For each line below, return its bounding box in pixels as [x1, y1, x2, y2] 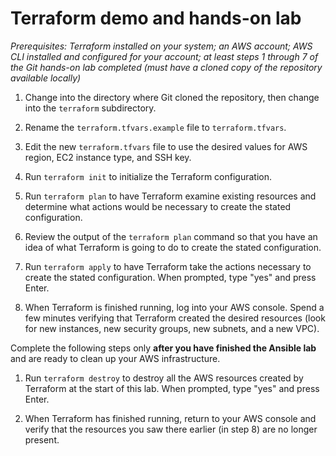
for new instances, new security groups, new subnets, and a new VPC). [24, 322, 320, 334]
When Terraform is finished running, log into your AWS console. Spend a [24, 301, 325, 313]
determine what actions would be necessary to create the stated [24, 200, 292, 212]
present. [24, 433, 60, 446]
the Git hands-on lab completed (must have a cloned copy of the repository [10, 61, 323, 73]
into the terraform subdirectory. [24, 102, 157, 114]
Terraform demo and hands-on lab [10, 7, 302, 30]
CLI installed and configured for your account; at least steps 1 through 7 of [10, 50, 319, 62]
